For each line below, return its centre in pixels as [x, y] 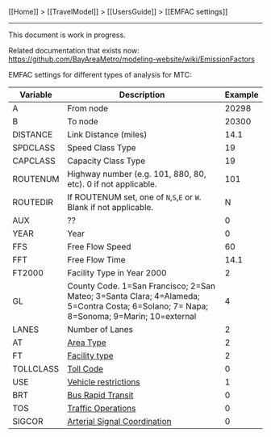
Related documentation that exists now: [74, 50]
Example [242, 95]
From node [88, 108]
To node [83, 122]
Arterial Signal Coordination [119, 421]
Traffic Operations [102, 408]
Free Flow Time [97, 260]
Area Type [87, 342]
